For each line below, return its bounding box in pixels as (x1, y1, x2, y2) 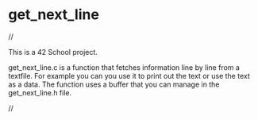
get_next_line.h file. (8, 87, 72, 97)
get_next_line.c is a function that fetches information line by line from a (8, 62, 241, 72)
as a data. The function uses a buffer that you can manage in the (8, 79, 220, 89)
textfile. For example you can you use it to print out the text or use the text (8, 71, 250, 80)
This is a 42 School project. (8, 47, 98, 56)
